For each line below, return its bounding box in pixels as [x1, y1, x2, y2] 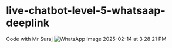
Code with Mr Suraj [6, 35, 53, 42]
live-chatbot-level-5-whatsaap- [6, 4, 166, 17]
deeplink [6, 16, 50, 29]
